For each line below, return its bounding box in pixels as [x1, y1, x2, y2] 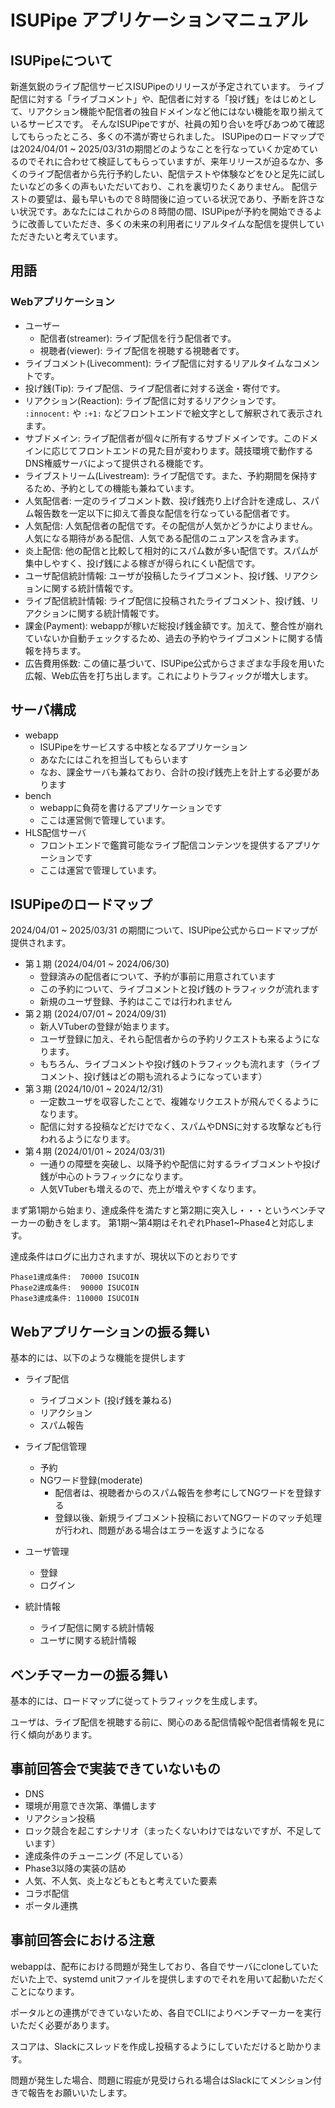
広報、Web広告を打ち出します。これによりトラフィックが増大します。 [24, 669, 314, 681]
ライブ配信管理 [24, 1441, 87, 1453]
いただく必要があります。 [10, 2019, 115, 2031]
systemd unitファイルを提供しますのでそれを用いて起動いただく [62, 1972, 326, 1985]
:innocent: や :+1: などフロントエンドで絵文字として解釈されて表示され [24, 407, 323, 419]
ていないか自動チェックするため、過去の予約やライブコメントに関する [24, 632, 315, 644]
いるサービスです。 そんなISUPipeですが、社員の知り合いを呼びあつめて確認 [10, 118, 325, 130]
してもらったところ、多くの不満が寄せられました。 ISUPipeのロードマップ [10, 131, 317, 142]
